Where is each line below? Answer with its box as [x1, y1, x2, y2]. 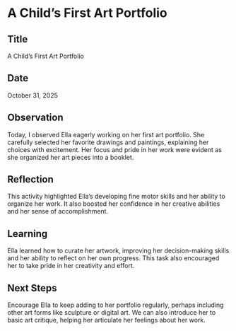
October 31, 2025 [7, 91, 59, 100]
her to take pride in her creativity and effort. [7, 262, 135, 270]
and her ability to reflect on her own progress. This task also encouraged [7, 254, 220, 262]
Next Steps [7, 281, 57, 294]
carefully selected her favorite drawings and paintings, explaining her [7, 138, 209, 146]
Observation [7, 112, 64, 124]
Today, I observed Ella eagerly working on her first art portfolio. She [7, 130, 205, 139]
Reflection [7, 173, 54, 185]
